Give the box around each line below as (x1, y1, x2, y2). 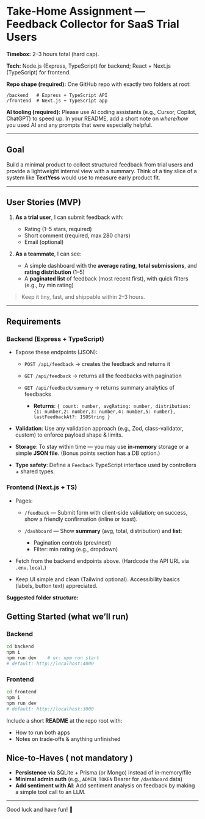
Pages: (15, 497, 33, 504)
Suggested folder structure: (6, 593, 79, 601)
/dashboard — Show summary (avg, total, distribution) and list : (24, 527, 182, 534)
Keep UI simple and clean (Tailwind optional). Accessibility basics (15, 575, 180, 583)
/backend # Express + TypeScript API (6, 92, 108, 98)
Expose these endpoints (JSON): (15, 349, 98, 356)
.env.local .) (15, 563, 47, 571)
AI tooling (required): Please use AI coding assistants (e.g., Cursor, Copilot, (6, 108, 197, 115)
